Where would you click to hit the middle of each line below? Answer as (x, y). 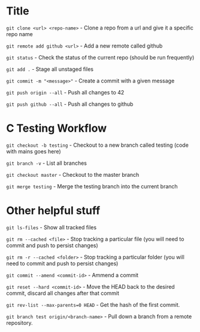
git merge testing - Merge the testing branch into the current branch (92, 186)
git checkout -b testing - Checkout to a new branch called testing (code (97, 145)
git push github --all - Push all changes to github (70, 104)
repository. (19, 322)
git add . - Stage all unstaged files (50, 69)
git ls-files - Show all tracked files (51, 227)
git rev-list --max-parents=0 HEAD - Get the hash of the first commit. (93, 304)
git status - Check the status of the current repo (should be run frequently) (100, 57)
